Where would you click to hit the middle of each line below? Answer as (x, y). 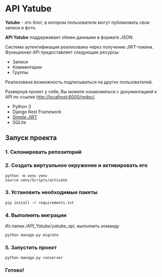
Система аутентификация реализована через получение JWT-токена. (79, 47)
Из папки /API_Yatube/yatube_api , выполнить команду (62, 226)
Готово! (15, 270)
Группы (20, 72)
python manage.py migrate (32, 235)
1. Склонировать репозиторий (43, 152)
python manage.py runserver (34, 258)
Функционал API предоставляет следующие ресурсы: (62, 52)
